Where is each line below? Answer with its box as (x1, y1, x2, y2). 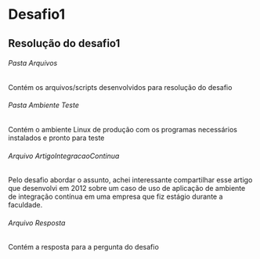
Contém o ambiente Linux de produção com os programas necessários (8, 124, 237, 134)
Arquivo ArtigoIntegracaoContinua (8, 151, 120, 160)
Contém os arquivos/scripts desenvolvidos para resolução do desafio (8, 82, 233, 92)
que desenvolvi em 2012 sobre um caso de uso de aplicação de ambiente (8, 184, 246, 193)
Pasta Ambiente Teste (8, 100, 80, 110)
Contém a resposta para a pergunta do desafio (8, 243, 159, 252)
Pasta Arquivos (8, 59, 58, 68)
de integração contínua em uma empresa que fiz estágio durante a (8, 192, 223, 201)
